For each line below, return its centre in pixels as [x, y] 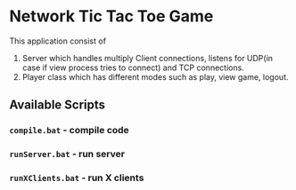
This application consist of [58, 41]
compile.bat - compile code [69, 131]
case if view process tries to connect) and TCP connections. [133, 67]
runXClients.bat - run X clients [77, 178]
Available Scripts [57, 105]
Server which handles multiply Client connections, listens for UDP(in [148, 58]
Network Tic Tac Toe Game [111, 16]
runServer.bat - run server [67, 154]
